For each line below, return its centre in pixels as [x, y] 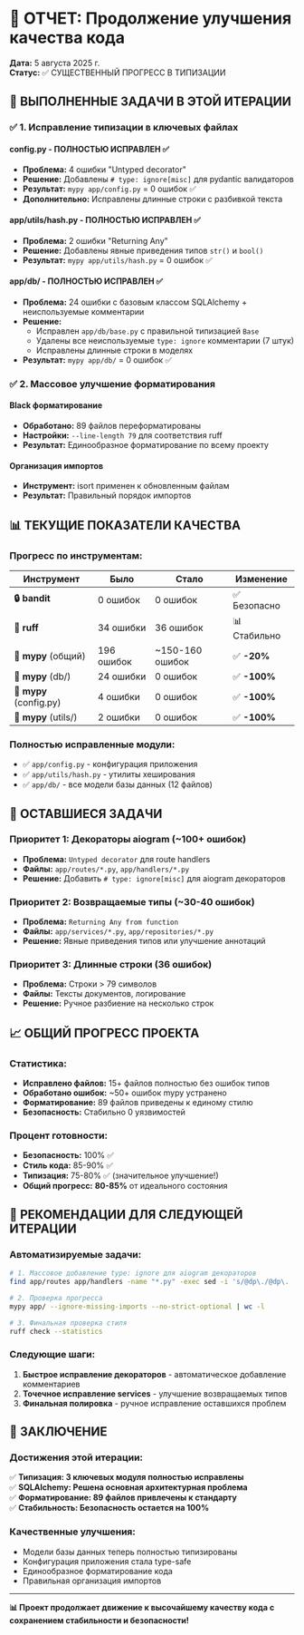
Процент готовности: [59, 1135]
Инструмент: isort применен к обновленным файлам [126, 486]
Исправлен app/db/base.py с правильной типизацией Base [147, 331]
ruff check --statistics [56, 1331]
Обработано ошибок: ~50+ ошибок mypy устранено [125, 1093]
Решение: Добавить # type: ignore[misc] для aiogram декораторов [154, 878]
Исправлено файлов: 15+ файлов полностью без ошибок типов [146, 1084]
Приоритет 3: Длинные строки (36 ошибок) [111, 965]
